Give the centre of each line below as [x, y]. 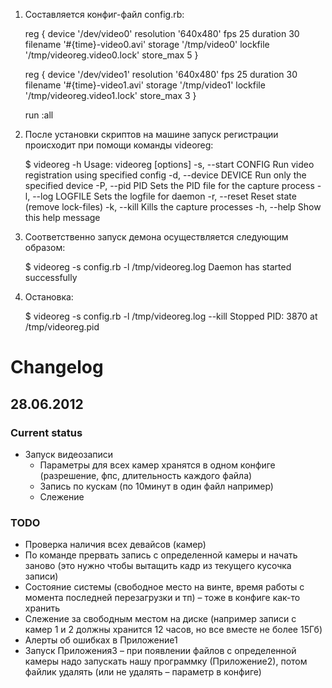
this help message [62, 217]
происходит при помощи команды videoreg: [119, 145]
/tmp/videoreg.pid [62, 327]
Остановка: [49, 297]
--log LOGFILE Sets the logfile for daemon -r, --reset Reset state [164, 196]
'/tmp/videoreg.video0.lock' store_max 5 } [111, 55]
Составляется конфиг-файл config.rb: [104, 14]
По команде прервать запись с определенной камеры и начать [161, 555]
